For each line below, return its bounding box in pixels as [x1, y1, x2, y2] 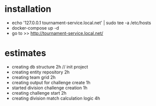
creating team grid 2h [11, 74, 56, 80]
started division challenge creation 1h [11, 85, 88, 91]
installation [4, 3, 52, 15]
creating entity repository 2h [11, 69, 70, 75]
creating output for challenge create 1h [11, 79, 91, 85]
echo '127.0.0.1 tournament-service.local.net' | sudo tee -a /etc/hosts [11, 20, 151, 26]
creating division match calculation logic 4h [11, 95, 100, 101]
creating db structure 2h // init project [11, 64, 88, 70]
